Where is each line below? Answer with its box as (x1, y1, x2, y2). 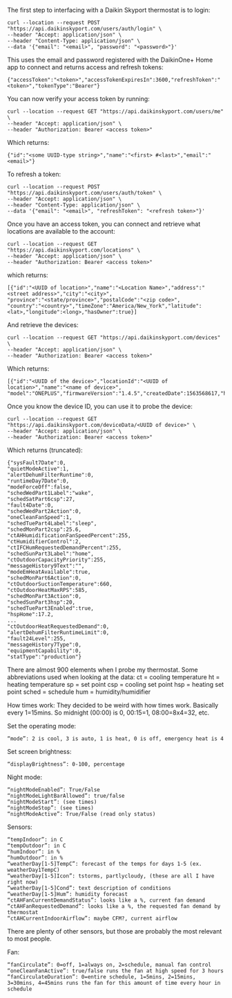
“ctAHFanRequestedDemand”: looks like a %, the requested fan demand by (7, 903, 221, 910)
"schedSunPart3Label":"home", (7, 550, 95, 557)
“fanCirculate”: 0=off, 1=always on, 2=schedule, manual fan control (7, 961, 212, 968)
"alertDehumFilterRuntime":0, (7, 471, 95, 478)
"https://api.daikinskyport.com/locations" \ (7, 247, 140, 254)
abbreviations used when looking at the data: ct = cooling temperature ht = (7, 673, 220, 681)
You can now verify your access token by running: (7, 95, 150, 103)
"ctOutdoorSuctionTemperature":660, (7, 581, 113, 588)
